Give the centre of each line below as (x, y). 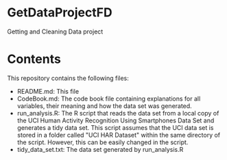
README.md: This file (48, 91)
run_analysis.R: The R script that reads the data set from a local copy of (118, 113)
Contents (34, 59)
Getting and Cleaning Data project (55, 31)
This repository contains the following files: (68, 78)
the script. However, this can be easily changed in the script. (103, 142)
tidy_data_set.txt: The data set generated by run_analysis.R (100, 149)
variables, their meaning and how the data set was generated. (104, 106)
